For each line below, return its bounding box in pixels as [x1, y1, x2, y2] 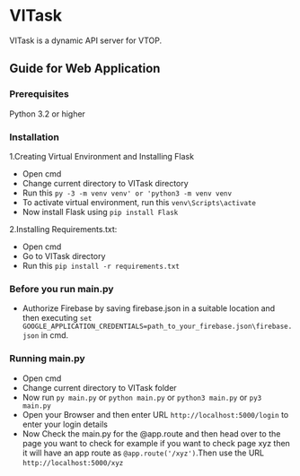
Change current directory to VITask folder [22, 382, 177, 393]
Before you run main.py [9, 282, 114, 295]
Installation [9, 131, 60, 143]
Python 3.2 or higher [9, 108, 85, 119]
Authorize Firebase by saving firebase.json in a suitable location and [22, 303, 276, 314]
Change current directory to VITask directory [22, 177, 189, 188]
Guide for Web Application [9, 61, 161, 76]
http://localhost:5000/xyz [22, 458, 124, 467]
